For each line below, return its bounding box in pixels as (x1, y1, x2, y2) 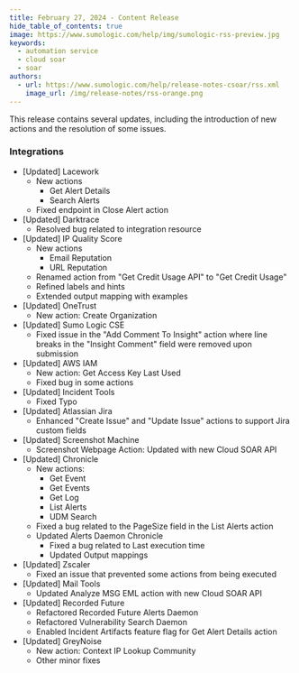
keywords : (9, 38, 47, 48)
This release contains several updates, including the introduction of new (9, 114, 277, 124)
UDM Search (49, 511, 97, 521)
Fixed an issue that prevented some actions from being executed (35, 568, 277, 579)
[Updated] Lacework (22, 166, 100, 177)
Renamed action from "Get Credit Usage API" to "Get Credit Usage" (35, 272, 287, 282)
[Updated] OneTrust (22, 300, 97, 311)
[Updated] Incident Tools (22, 386, 115, 397)
